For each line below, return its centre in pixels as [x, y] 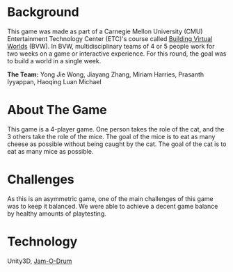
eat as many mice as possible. [50, 151]
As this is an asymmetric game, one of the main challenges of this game [110, 198]
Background [43, 12]
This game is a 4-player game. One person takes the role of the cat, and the [116, 129]
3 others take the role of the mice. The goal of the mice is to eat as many [111, 136]
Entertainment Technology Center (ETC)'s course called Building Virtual [110, 38]
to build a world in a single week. [54, 61]
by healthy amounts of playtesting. [57, 214]
